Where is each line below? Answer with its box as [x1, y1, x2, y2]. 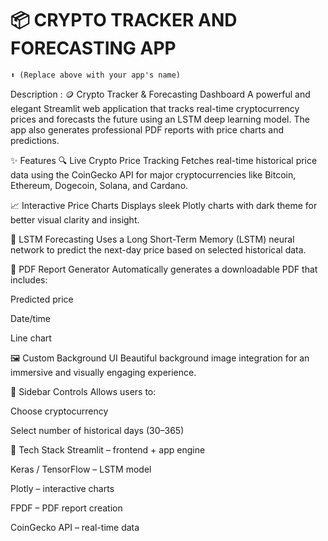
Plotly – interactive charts [10, 482, 115, 494]
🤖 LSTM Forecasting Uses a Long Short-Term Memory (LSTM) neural [10, 233, 295, 245]
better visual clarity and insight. [10, 213, 140, 226]
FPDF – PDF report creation [10, 502, 123, 514]
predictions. [10, 134, 60, 146]
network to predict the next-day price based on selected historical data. [10, 243, 307, 256]
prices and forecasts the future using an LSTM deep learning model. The [10, 113, 310, 125]
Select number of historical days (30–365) [10, 424, 185, 436]
